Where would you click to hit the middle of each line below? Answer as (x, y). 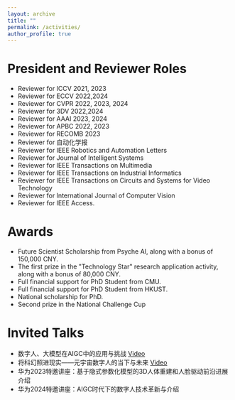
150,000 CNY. (38, 259)
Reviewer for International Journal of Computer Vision (96, 195)
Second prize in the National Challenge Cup (82, 304)
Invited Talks (46, 333)
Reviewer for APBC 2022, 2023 (64, 126)
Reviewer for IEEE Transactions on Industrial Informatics (100, 173)
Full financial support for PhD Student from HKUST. (93, 289)
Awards (31, 232)
